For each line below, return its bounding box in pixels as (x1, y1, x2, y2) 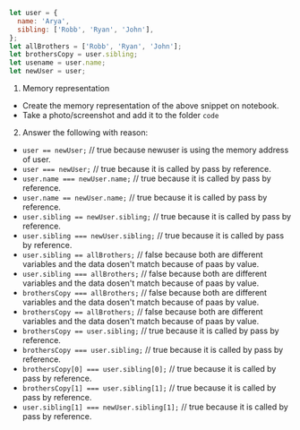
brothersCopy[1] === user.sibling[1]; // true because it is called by (21, 383, 277, 393)
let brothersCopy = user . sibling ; (9, 50, 139, 59)
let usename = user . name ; (9, 58, 106, 67)
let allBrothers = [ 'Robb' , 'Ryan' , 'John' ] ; (9, 41, 182, 51)
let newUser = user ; (9, 67, 87, 76)
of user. (21, 154, 51, 165)
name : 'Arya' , (17, 16, 70, 26)
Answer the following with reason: (21, 127, 149, 138)
